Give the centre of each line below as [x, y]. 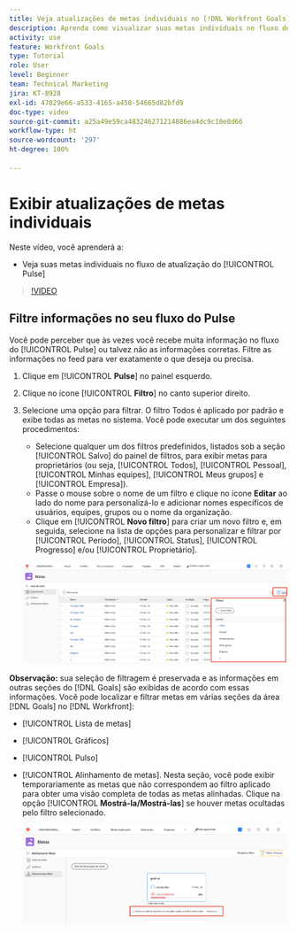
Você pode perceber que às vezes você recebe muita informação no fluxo [145, 340]
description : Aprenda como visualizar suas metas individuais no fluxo [144, 28]
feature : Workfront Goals [57, 47]
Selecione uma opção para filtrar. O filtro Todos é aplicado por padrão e [153, 410]
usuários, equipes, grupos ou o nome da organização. [133, 512]
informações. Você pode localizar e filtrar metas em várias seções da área [145, 697]
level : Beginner [39, 75]
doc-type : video [39, 112]
